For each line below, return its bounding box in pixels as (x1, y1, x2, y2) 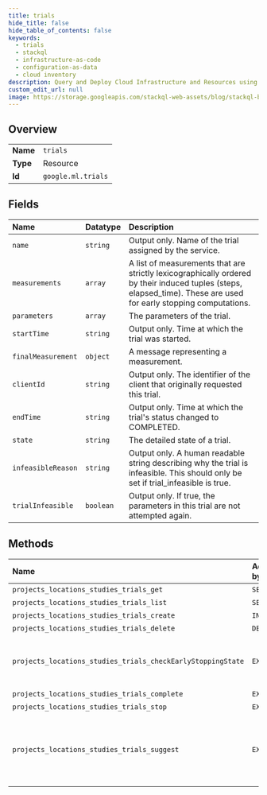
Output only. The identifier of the (128, 369, 251, 380)
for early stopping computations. (128, 297, 251, 308)
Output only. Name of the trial (128, 235, 239, 246)
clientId (12, 379, 45, 389)
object (84, 351, 110, 361)
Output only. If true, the (128, 490, 215, 501)
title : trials (8, 11, 56, 20)
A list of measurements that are (128, 258, 246, 269)
